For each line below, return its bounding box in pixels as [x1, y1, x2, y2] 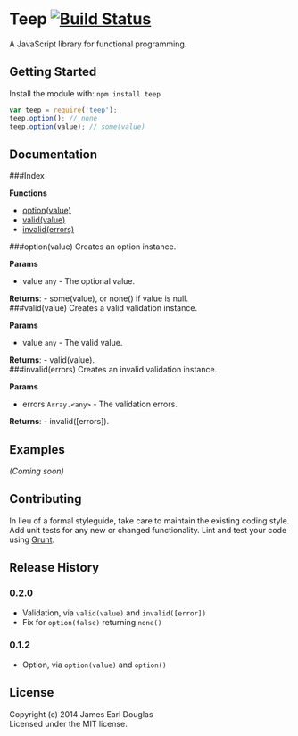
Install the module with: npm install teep [9, 88, 161, 98]
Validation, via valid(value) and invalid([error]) [21, 607, 207, 618]
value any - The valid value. [21, 338, 123, 348]
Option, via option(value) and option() [21, 659, 167, 670]
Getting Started [9, 64, 97, 79]
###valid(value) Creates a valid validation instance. [9, 303, 198, 314]
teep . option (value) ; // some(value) [9, 121, 145, 131]
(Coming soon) [9, 465, 64, 476]
